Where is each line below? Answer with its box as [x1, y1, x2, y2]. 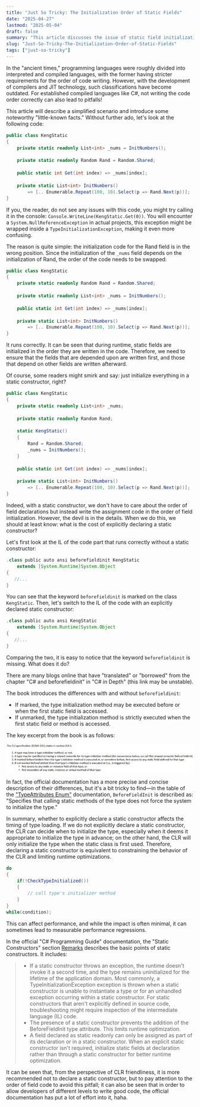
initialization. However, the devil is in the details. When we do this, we [6, 514, 176, 521]
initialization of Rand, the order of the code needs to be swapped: [6, 255, 167, 263]
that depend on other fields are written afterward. [6, 360, 127, 367]
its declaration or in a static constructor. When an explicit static [29, 1038, 185, 1045]
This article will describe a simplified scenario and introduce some [6, 107, 168, 114]
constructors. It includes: [6, 950, 67, 958]
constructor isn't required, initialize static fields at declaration [29, 1044, 180, 1051]
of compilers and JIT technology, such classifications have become [6, 83, 171, 91]
